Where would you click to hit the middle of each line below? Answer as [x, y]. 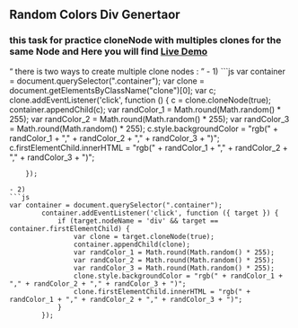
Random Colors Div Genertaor [95, 15]
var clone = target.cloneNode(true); [144, 236]
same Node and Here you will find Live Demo [109, 51]
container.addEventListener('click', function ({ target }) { [160, 213]
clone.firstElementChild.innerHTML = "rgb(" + [162, 291]
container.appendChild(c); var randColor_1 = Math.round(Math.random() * [145, 109]
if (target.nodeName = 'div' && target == [138, 221]
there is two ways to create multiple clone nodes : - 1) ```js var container [150, 71]
